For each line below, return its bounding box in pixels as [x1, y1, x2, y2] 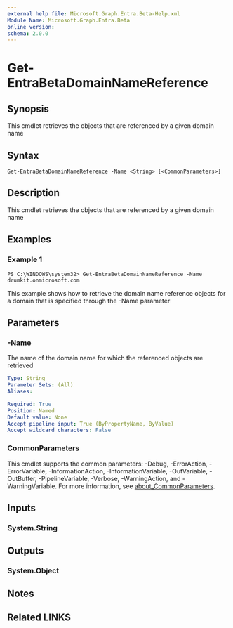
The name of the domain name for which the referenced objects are [7, 354, 204, 362]
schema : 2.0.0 [7, 30, 49, 37]
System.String [7, 523, 58, 532]
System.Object [7, 566, 60, 576]
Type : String [7, 375, 46, 382]
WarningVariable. [7, 482, 58, 490]
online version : [7, 23, 55, 30]
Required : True [7, 400, 52, 407]
